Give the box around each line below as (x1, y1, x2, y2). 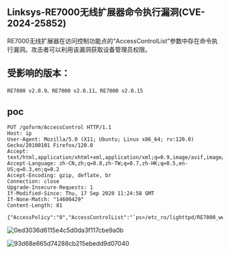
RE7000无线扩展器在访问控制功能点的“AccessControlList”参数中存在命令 (7, 36, 212, 45)
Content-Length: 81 (7, 202, 63, 209)
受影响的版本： (7, 67, 71, 79)
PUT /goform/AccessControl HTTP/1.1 (7, 124, 112, 131)
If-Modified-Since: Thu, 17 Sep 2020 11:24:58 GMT (7, 190, 155, 197)
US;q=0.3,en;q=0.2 (7, 166, 60, 173)
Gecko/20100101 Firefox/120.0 (7, 142, 94, 149)
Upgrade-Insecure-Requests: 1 (7, 184, 94, 191)
